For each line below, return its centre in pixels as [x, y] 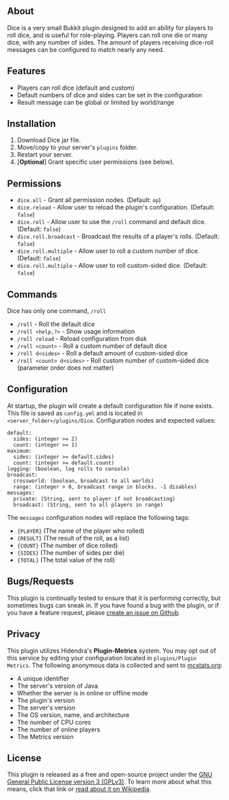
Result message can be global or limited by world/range [95, 102]
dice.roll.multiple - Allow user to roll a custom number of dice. [108, 251]
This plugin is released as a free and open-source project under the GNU [110, 775]
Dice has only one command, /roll [57, 311]
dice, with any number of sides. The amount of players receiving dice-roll [110, 42]
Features [26, 71]
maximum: [19, 451]
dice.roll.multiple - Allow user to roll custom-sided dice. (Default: [112, 266]
